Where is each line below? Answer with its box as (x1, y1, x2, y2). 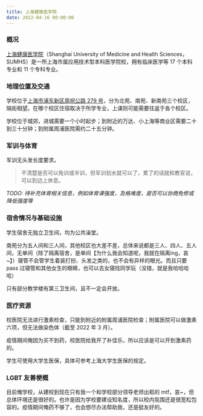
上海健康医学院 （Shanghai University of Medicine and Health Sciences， (6, 50, 188, 57)
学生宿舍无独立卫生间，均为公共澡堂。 (6, 229, 101, 236)
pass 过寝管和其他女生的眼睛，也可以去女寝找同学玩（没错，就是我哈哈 (6, 264, 184, 271)
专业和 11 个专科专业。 (6, 65, 62, 73)
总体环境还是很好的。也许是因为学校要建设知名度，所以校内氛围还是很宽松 (6, 396, 192, 403)
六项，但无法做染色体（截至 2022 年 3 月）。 (6, 323, 116, 331)
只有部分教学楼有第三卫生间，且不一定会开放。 (6, 285, 123, 292)
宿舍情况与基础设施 (6, 214, 62, 223)
